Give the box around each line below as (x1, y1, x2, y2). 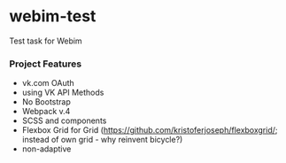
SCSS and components (21, 115, 107, 126)
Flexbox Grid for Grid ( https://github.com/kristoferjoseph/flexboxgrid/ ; (21, 125, 278, 136)
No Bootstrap (21, 97, 71, 107)
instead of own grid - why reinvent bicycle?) (21, 135, 183, 145)
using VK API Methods (21, 87, 104, 98)
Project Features (9, 58, 82, 70)
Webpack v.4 (21, 106, 71, 117)
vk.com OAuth (21, 78, 75, 89)
